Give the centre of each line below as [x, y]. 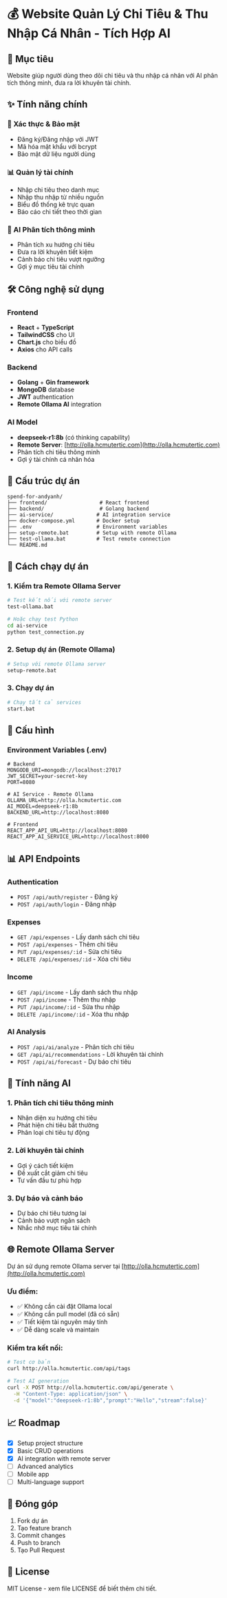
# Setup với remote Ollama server [57, 664]
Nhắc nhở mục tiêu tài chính [57, 1228]
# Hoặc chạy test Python [43, 619]
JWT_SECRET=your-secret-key [47, 777]
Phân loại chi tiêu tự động [53, 1133]
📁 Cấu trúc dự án [44, 481]
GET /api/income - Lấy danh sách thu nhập [77, 992]
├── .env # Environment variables [87, 527]
